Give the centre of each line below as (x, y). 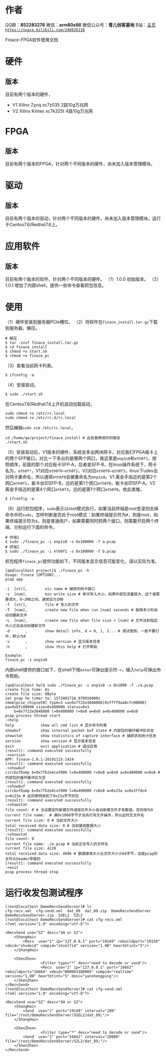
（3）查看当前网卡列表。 (30, 366)
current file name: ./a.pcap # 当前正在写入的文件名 (57, 844)
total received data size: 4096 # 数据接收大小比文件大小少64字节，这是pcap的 (82, 854)
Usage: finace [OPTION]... (33, 575)
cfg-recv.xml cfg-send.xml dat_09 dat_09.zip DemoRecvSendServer (78, 911)
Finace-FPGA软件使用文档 (32, 40)
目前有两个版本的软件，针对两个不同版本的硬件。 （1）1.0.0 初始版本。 (77, 279)
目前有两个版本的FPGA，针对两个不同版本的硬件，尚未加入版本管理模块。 (80, 164)
